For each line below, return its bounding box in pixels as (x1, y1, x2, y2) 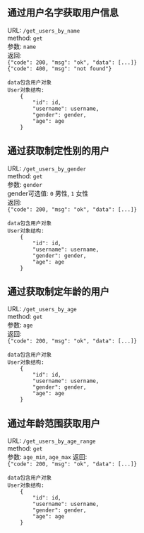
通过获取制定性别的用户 (7, 145, 109, 157)
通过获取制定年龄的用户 (7, 286, 109, 298)
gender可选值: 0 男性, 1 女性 (7, 189, 89, 198)
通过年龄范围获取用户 (7, 417, 100, 429)
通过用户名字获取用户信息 (7, 6, 119, 19)
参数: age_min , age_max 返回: (7, 453, 88, 461)
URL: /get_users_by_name (7, 26, 80, 34)
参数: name (7, 42, 37, 50)
